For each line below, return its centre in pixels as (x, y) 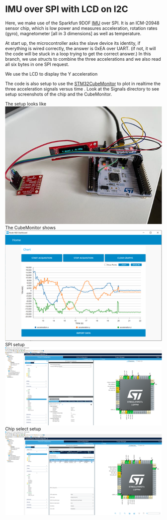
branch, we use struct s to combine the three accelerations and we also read (83, 59)
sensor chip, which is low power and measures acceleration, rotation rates (81, 28)
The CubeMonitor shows (31, 227)
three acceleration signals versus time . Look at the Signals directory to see (82, 89)
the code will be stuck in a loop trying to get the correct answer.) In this (78, 54)
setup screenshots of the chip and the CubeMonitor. (59, 94)
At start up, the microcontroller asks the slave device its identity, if (73, 43)
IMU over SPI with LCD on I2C (67, 9)
